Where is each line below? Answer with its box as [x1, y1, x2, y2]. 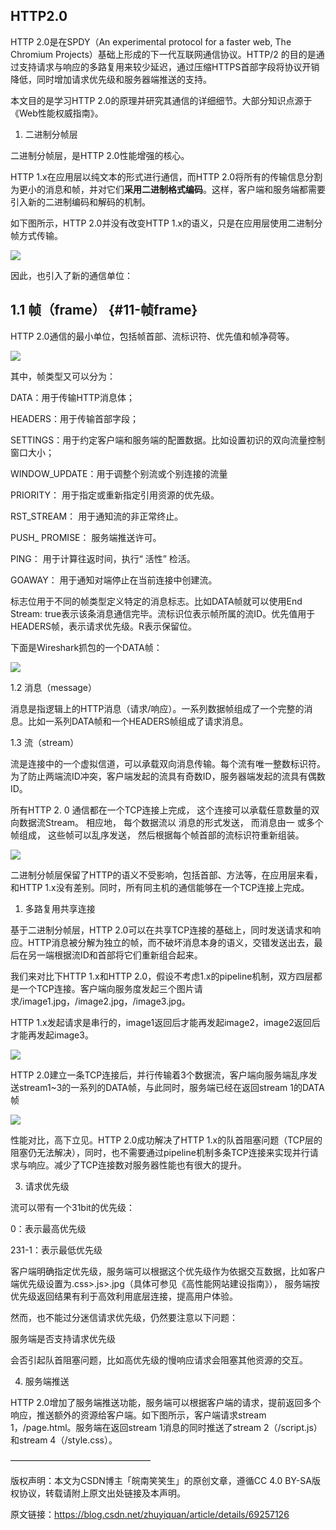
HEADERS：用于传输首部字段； [10, 412, 139, 424]
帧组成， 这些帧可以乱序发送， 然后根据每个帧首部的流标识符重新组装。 [10, 829, 305, 841]
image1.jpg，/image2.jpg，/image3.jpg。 [22, 995, 191, 1007]
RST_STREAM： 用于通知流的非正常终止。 [10, 510, 184, 522]
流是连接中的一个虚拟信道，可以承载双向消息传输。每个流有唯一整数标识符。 [10, 757, 326, 769]
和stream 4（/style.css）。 [10, 1434, 118, 1446]
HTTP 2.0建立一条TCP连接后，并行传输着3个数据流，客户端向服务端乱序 [10, 1069, 309, 1081]
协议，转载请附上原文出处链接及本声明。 [18, 1487, 186, 1499]
